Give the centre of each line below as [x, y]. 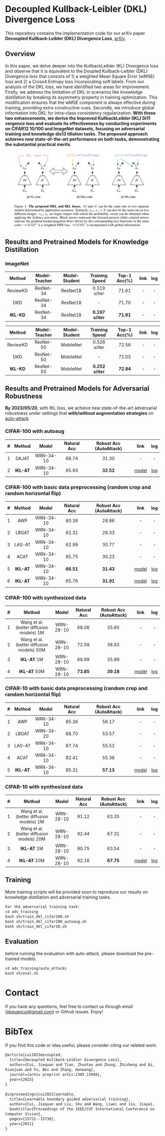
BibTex [19, 1031]
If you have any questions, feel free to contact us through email [69, 1006]
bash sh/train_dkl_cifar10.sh [36, 926]
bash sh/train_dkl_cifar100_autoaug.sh [46, 921]
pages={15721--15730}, [33, 1119]
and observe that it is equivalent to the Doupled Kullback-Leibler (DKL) [77, 71]
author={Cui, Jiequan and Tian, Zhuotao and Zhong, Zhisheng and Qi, [82, 1065]
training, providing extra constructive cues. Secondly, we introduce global [80, 107]
